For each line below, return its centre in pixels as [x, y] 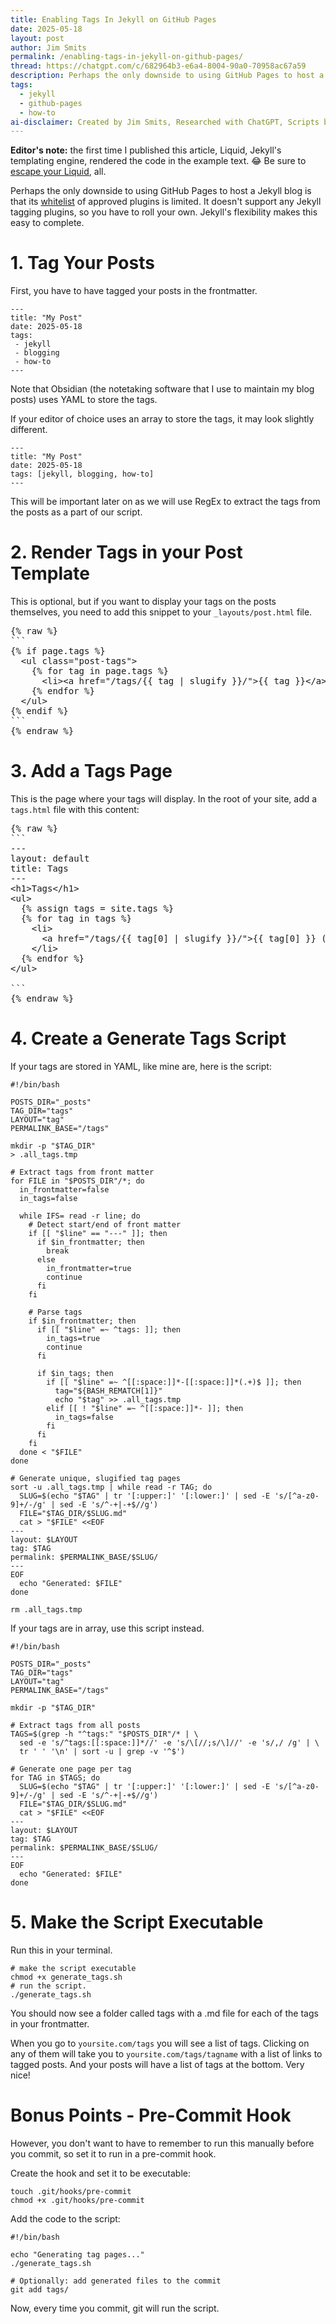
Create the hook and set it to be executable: [100, 2173]
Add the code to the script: [65, 2218]
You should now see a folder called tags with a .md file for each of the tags [164, 2013]
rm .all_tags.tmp [46, 1610]
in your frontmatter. [50, 2023]
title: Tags [39, 869]
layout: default [50, 859]
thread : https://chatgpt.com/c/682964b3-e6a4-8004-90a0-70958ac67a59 [158, 66]
